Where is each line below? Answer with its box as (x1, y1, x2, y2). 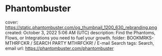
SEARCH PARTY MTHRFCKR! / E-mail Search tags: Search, (33, 40, 154, 46)
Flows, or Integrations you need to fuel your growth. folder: (5, 35, 126, 41)
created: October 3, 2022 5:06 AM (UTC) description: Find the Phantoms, (5, 29, 156, 35)
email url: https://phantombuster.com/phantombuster (5, 45, 114, 51)
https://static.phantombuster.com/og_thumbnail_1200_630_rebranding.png (5, 24, 158, 30)
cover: (5, 19, 18, 25)
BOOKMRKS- (126, 35, 154, 41)
